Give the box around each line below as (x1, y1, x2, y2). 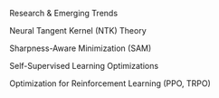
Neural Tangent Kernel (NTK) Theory (9, 25, 147, 35)
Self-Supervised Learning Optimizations (9, 61, 159, 71)
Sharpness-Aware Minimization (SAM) (9, 43, 152, 54)
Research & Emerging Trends (9, 8, 119, 18)
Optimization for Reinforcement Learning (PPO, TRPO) (9, 78, 211, 89)
